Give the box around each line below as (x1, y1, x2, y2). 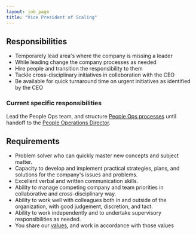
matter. (14, 158, 33, 166)
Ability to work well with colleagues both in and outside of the (14, 197, 167, 204)
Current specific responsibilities (6, 99, 102, 108)
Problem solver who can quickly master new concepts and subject (14, 152, 179, 159)
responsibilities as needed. (14, 216, 81, 223)
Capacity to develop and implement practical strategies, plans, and (14, 165, 180, 172)
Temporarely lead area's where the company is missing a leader (14, 52, 173, 60)
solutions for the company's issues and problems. (14, 171, 138, 178)
